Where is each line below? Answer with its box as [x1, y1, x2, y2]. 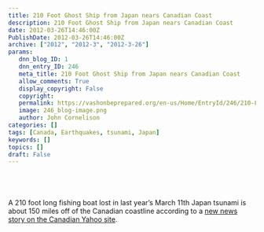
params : [8, 48, 34, 56]
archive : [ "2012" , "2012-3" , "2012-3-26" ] [8, 41, 149, 49]
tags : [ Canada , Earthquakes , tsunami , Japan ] [8, 128, 159, 136]
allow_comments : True [18, 77, 90, 85]
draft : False [8, 150, 51, 158]
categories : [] [8, 121, 58, 129]
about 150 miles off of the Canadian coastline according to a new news [8, 206, 238, 216]
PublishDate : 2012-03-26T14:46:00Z [8, 33, 125, 42]
